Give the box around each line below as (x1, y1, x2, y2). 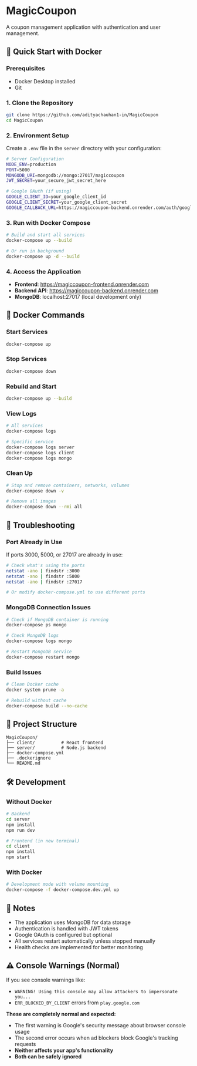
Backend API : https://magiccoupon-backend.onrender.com (14, 286, 158, 294)
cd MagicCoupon (6, 117, 43, 123)
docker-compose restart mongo (6, 654, 80, 660)
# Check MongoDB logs (6, 633, 59, 639)
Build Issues (6, 668, 42, 676)
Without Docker (6, 797, 52, 805)
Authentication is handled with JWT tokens (14, 925, 118, 932)
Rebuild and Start (6, 382, 57, 390)
